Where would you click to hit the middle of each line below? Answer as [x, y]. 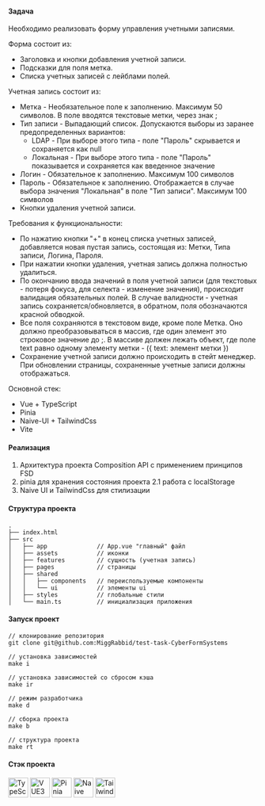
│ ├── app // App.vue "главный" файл [97, 546]
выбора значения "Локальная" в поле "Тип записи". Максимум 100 [133, 191]
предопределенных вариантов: [72, 132]
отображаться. [45, 373]
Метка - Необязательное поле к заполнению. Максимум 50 [121, 107]
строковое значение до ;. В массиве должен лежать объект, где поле [138, 340]
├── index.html [33, 532]
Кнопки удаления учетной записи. [78, 208]
